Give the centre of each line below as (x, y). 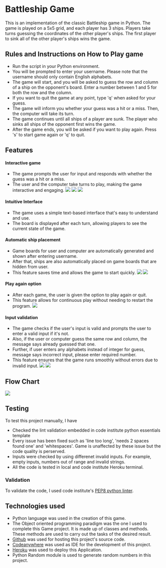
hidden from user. (30, 267)
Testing (17, 409)
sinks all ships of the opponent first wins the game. (64, 124)
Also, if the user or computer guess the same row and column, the (80, 339)
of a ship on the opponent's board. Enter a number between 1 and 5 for (84, 87)
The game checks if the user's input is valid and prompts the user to (82, 329)
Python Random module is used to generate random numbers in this (82, 555)
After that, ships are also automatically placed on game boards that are (84, 261)
